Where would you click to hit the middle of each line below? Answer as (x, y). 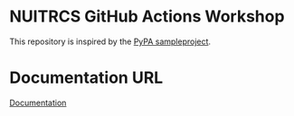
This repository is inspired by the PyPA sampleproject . (110, 41)
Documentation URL (86, 78)
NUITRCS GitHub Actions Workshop (147, 17)
